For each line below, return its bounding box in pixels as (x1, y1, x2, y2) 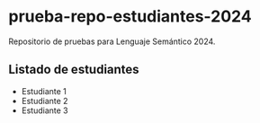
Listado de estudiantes (8, 62, 140, 77)
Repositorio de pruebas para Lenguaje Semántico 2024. (8, 36, 216, 47)
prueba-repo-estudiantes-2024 (8, 6, 253, 27)
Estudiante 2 (21, 95, 68, 106)
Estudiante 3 (21, 105, 68, 116)
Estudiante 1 (21, 85, 67, 96)
